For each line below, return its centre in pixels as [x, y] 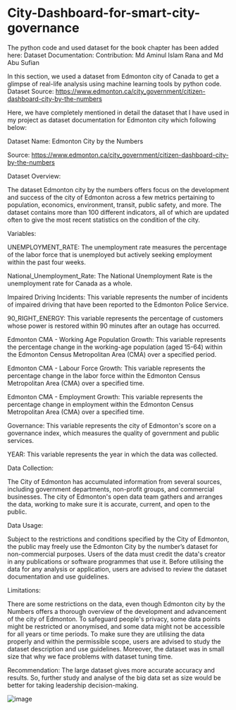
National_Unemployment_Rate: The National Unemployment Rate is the [110, 276]
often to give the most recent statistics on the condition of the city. [104, 220]
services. [20, 440]
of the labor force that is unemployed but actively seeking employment [110, 254]
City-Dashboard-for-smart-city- [104, 13]
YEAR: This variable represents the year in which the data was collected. [113, 454]
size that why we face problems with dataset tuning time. [90, 656]
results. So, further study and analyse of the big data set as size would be [114, 678]
